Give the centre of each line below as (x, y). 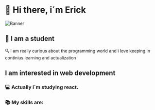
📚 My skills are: (24, 102)
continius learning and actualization (41, 57)
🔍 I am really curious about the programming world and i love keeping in (78, 51)
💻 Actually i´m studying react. (42, 87)
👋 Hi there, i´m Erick (45, 10)
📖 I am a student (30, 39)
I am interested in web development (60, 73)
